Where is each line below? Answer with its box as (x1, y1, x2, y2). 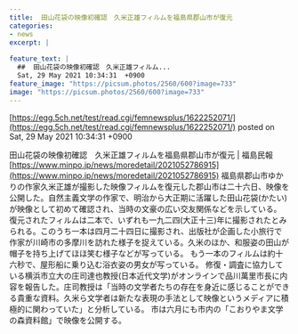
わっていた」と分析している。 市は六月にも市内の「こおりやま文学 (39, 304, 284, 314)
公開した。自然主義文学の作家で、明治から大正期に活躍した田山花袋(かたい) (9, 192, 287, 203)
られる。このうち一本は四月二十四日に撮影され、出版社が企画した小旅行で (9, 225, 283, 236)
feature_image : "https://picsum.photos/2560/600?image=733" (9, 79, 238, 88)
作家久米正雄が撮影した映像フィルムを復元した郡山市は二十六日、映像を (24, 181, 290, 191)
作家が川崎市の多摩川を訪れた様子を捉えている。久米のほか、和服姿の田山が (9, 237, 290, 248)
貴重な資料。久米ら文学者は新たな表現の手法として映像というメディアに (16, 292, 282, 303)
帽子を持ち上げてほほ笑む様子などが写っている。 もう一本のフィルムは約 (9, 248, 276, 258)
